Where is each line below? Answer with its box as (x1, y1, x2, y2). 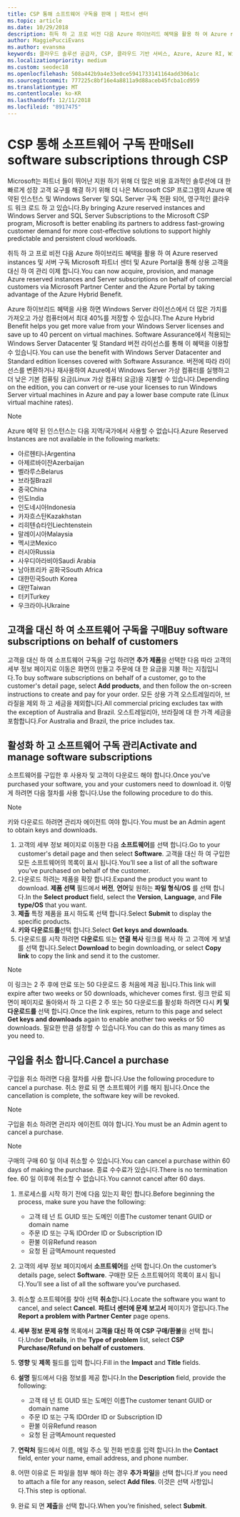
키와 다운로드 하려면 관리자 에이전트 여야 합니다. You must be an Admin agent (7, 818, 226, 826)
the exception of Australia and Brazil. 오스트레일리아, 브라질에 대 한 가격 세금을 (7, 708, 232, 716)
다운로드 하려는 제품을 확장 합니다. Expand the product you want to (17, 875, 208, 883)
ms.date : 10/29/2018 (7, 24, 69, 31)
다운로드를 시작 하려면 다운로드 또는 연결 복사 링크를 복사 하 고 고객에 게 (17, 935, 218, 943)
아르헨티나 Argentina (17, 449, 76, 458)
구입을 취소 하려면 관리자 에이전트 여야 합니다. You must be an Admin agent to (7, 1120, 227, 1128)
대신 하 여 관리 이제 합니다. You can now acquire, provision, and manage (7, 266, 214, 275)
